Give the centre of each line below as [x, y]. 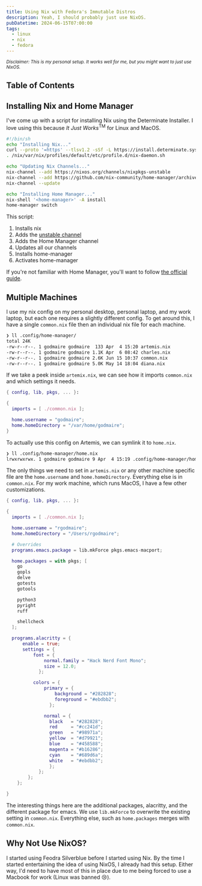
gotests [26, 583]
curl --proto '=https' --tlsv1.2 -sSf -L [59, 150]
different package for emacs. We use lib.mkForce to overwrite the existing [98, 811]
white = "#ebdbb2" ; [76, 761]
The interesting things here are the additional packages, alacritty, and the [97, 805]
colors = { [47, 683]
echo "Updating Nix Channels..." [48, 167]
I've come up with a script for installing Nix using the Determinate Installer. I [100, 120]
